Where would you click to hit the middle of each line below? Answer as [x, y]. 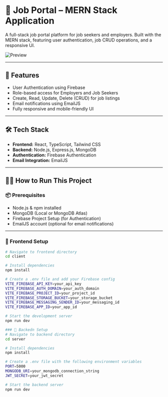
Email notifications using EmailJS [46, 103]
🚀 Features [22, 75]
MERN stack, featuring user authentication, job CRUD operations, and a [79, 40]
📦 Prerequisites [25, 195]
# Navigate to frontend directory [41, 252]
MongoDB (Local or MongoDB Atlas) [50, 213]
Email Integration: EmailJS [40, 160]
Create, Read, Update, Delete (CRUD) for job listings [66, 98]
